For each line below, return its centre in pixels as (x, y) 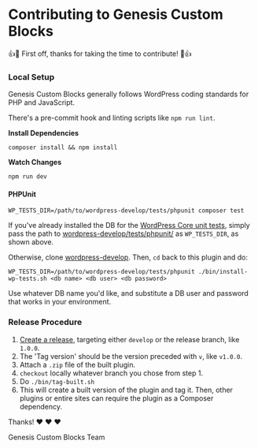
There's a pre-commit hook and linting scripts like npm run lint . (112, 118)
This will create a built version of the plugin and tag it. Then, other (126, 390)
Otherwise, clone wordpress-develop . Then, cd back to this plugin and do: (128, 257)
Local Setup (31, 77)
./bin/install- (223, 272)
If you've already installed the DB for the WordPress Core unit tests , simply (129, 226)
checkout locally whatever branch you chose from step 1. (111, 373)
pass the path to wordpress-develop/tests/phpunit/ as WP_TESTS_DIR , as (123, 233)
